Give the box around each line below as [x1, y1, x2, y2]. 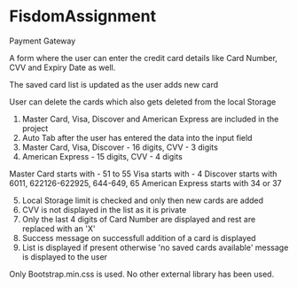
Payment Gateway [9, 35, 76, 46]
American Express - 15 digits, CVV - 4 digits [21, 151, 184, 161]
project [21, 122, 49, 134]
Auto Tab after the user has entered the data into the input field [21, 132, 253, 143]
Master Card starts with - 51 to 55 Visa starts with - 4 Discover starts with [9, 168, 277, 179]
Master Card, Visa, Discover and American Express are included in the [21, 113, 279, 124]
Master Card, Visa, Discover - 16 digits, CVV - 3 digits [21, 142, 219, 152]
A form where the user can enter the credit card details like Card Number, [9, 52, 277, 63]
